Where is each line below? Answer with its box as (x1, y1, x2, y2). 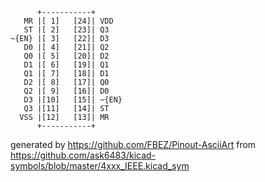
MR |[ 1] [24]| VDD (23, 16, 114, 26)
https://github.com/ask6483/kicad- (10, 149, 157, 161)
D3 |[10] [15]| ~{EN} (23, 95, 123, 105)
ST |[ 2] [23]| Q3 (23, 25, 110, 35)
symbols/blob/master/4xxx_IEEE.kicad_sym (10, 160, 190, 172)
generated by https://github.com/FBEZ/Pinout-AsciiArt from (10, 139, 257, 150)
